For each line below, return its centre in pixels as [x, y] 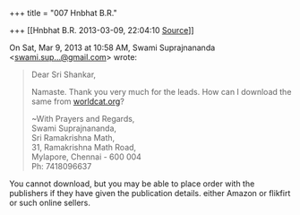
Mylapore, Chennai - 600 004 [86, 157]
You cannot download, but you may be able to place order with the [132, 184]
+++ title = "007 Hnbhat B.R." [64, 13]
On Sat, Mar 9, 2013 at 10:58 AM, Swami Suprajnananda [112, 47]
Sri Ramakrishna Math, [73, 138]
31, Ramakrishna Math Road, [84, 147]
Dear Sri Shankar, [64, 74]
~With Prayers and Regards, [83, 119]
